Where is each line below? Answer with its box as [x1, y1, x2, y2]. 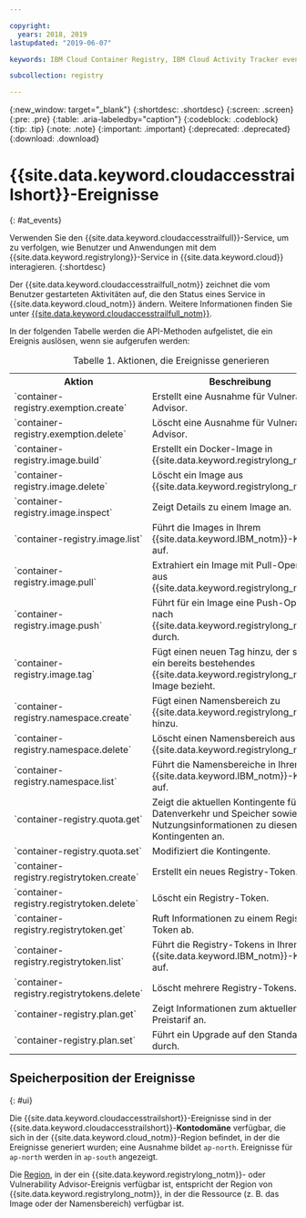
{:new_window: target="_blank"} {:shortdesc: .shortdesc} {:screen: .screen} [9, 104, 294, 115]
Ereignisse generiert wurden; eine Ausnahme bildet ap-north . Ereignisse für [9, 1141, 293, 1152]
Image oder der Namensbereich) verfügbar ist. [9, 1198, 185, 1209]
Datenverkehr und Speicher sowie [151, 808, 298, 821]
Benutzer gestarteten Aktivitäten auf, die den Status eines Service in [9, 289, 266, 300]
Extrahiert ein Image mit [151, 559, 254, 572]
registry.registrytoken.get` [14, 924, 126, 936]
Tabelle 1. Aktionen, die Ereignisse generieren [72, 355, 270, 367]
